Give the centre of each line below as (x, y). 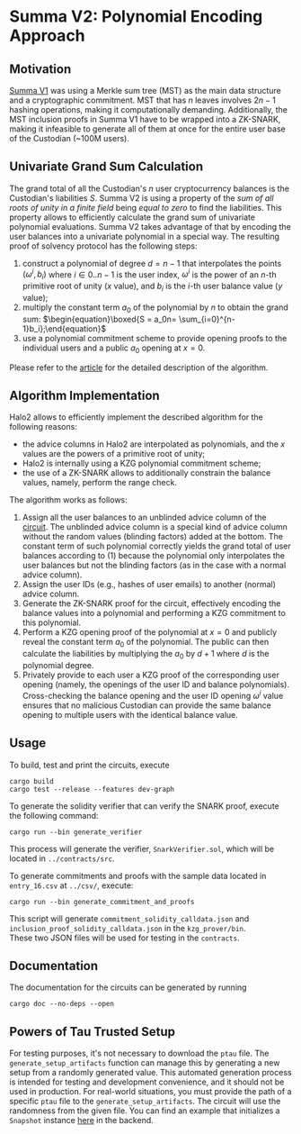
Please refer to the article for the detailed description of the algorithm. (139, 367)
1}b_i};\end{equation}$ (64, 328)
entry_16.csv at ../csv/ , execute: (71, 885)
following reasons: (44, 427)
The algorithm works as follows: (68, 500)
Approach (47, 36)
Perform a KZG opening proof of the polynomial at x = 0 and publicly (150, 632)
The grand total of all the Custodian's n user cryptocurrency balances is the (150, 188)
